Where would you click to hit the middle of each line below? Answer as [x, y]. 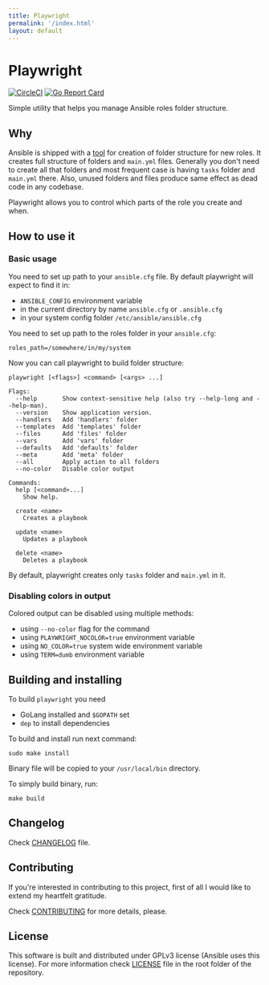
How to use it [42, 236]
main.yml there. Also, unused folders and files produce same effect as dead [133, 178]
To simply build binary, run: [53, 784]
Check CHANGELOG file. [49, 842]
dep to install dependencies [65, 722]
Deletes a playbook [55, 560]
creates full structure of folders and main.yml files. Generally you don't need [134, 161]
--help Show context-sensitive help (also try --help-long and [134, 398]
